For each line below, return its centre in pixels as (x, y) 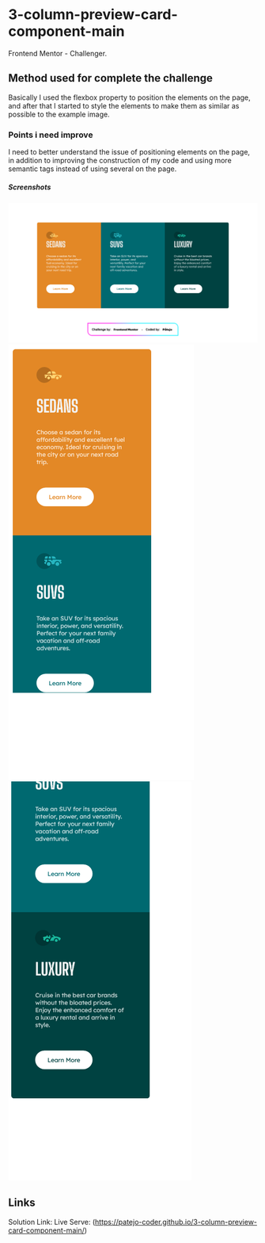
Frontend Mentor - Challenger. (58, 53)
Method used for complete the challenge (111, 78)
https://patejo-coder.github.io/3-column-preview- (176, 1222)
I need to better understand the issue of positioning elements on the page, (129, 152)
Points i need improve (51, 135)
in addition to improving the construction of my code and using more (120, 161)
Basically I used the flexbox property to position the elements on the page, (129, 97)
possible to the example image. (59, 114)
